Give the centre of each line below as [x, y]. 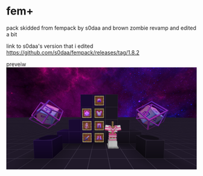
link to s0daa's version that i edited [50, 46]
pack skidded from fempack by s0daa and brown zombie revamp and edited [101, 28]
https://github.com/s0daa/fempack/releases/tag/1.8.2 [73, 52]
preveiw [16, 64]
